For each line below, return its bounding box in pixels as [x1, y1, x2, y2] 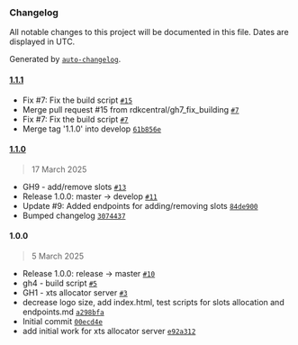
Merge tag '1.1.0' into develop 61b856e [22, 123, 162, 134]
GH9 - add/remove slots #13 [22, 181, 127, 192]
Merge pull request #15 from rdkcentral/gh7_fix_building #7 [22, 104, 239, 114]
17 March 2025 [31, 164, 87, 175]
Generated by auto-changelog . [9, 54, 122, 65]
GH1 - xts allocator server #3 [22, 286, 128, 298]
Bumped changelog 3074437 [22, 210, 126, 221]
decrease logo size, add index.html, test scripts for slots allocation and [22, 296, 285, 307]
